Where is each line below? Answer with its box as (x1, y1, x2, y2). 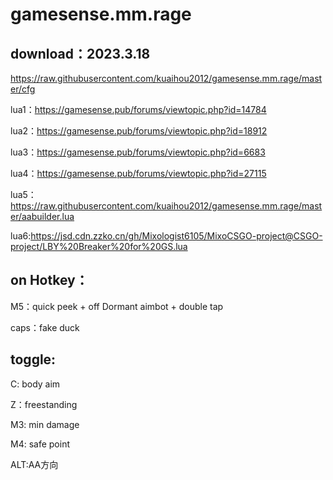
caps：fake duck (10, 321, 80, 333)
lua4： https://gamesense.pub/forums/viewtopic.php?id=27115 (10, 168, 267, 179)
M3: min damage (10, 418, 80, 430)
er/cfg (10, 83, 36, 95)
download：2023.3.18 (10, 45, 151, 62)
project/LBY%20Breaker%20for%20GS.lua (10, 241, 188, 252)
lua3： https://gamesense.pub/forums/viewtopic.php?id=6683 (10, 146, 266, 158)
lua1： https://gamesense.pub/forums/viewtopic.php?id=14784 (10, 104, 267, 115)
